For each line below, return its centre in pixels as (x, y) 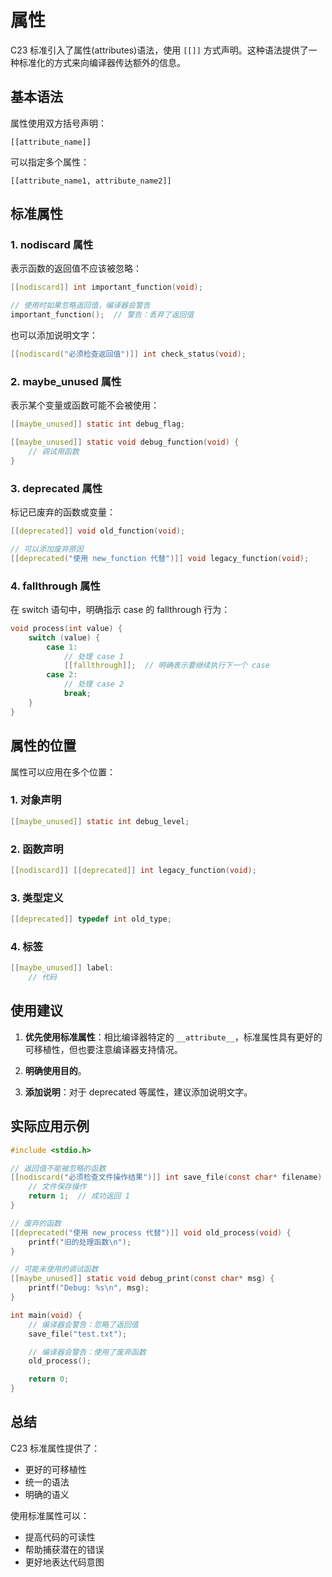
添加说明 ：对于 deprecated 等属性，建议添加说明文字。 (138, 1092)
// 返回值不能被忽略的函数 (58, 1168)
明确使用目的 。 (55, 1070)
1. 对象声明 (36, 800)
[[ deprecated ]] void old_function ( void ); (98, 531)
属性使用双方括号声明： (58, 123)
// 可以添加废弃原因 (47, 549)
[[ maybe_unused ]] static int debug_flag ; (98, 424)
